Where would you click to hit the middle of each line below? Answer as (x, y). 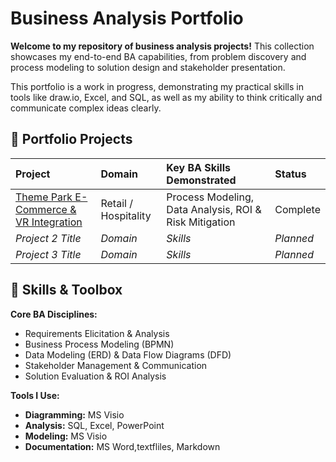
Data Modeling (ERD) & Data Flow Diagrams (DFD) (128, 354)
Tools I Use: (35, 395)
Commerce (41, 209)
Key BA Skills (198, 167)
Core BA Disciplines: (54, 314)
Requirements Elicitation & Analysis (97, 333)
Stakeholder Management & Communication (116, 365)
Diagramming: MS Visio (74, 414)
